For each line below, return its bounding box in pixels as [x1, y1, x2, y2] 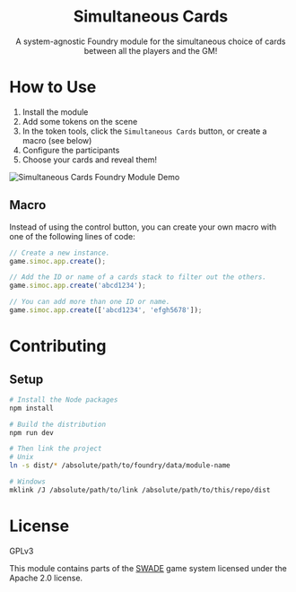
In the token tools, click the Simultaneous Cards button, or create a [22, 126, 267, 136]
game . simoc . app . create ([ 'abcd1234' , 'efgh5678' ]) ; [9, 306, 203, 315]
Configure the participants [22, 144, 120, 155]
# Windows [9, 477, 47, 486]
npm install [9, 404, 54, 413]
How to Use [9, 77, 97, 98]
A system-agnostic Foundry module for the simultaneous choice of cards [15, 36, 286, 47]
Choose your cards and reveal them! [22, 154, 157, 165]
